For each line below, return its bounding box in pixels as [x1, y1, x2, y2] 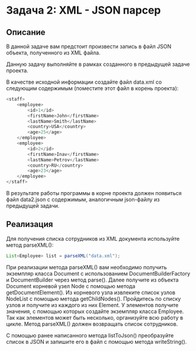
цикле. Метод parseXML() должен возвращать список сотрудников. [6, 320, 178, 327]
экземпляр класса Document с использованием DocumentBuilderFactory [6, 270, 191, 277]
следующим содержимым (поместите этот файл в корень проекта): [6, 85, 179, 92]
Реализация [6, 219, 53, 229]
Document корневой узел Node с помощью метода [6, 282, 136, 289]
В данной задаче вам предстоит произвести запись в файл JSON [6, 43, 172, 50]
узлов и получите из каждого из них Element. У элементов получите [6, 301, 179, 308]
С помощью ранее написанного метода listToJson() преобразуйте [6, 331, 174, 339]
